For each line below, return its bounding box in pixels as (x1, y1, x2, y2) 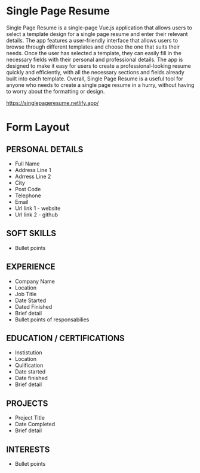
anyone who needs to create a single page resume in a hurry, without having (6, 81, 195, 88)
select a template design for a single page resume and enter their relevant (6, 30, 188, 37)
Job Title (14, 290, 37, 297)
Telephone (14, 192, 42, 199)
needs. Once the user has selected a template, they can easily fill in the (6, 49, 182, 56)
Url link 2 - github (14, 211, 59, 218)
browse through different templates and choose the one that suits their (6, 43, 180, 50)
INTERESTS (6, 444, 50, 454)
